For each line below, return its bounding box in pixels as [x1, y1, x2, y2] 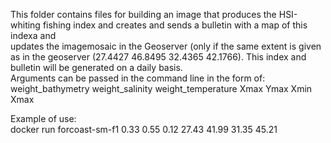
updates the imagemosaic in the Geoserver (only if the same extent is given [10, 40, 322, 52]
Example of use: [10, 113, 77, 124]
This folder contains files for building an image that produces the [10, 9, 277, 20]
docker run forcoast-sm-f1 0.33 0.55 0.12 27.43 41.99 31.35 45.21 [10, 124, 278, 135]
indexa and [10, 30, 57, 41]
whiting [10, 19, 41, 31]
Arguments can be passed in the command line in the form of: [10, 72, 266, 84]
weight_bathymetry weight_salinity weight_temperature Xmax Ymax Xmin [10, 83, 313, 94]
